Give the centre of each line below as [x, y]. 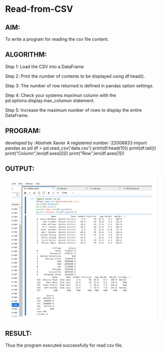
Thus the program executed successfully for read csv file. [64, 345]
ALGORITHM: [26, 55]
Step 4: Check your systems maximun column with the [61, 95]
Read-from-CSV [39, 9]
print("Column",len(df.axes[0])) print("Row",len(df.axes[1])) [65, 153]
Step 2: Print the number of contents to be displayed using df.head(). [75, 76]
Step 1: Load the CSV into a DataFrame [44, 66]
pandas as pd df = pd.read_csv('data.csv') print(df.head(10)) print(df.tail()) [81, 148]
